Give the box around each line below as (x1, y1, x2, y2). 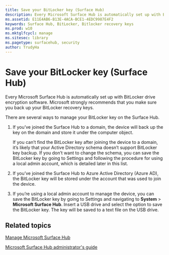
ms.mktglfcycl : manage (5, 31, 53, 36)
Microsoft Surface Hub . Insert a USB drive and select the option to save (12, 201, 162, 207)
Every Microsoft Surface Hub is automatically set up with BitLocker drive (5, 94, 156, 100)
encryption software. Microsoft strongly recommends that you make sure (5, 99, 157, 105)
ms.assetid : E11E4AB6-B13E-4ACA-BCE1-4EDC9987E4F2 (5, 17, 114, 22)
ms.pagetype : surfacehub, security (5, 40, 80, 45)
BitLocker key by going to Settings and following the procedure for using (12, 155, 163, 161)
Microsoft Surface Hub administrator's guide (5, 244, 98, 250)
